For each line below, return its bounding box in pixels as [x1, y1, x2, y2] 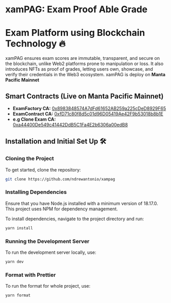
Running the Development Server [5, 237, 90, 245]
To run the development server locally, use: [5, 249, 96, 255]
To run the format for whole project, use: [5, 283, 91, 289]
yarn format [5, 293, 31, 298]
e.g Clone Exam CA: [12, 116, 56, 122]
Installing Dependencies [5, 188, 67, 196]
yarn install [5, 225, 33, 231]
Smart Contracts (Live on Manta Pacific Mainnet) [5, 92, 164, 100]
